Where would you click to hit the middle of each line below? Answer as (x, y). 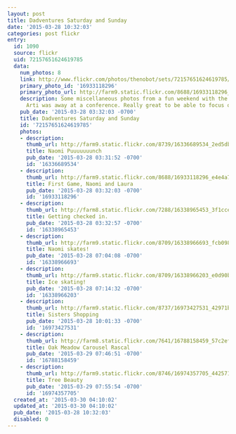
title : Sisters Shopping (62, 315)
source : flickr (36, 53)
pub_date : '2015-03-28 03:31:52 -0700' (84, 158)
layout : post (26, 14)
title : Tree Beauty (54, 380)
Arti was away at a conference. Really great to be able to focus (125, 106)
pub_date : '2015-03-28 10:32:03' (63, 413)
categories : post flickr (44, 33)
